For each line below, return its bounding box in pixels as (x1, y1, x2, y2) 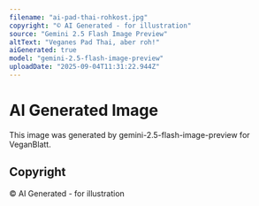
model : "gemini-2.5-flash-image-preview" (9, 54, 164, 63)
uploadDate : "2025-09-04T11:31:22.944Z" (9, 63, 161, 72)
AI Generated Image (9, 101, 159, 120)
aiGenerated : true (9, 46, 77, 55)
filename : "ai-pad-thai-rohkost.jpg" (9, 12, 149, 22)
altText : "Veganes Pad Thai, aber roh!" (9, 37, 161, 47)
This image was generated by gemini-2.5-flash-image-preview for (9, 129, 250, 140)
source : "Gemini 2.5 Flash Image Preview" (9, 29, 168, 38)
